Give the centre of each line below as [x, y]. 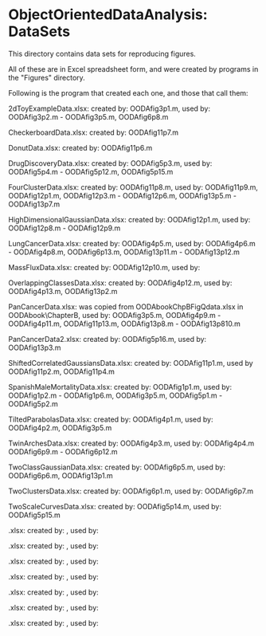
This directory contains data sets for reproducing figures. [102, 53]
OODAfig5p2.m [33, 403]
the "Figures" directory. [47, 77]
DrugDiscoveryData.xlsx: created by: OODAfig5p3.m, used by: [110, 163]
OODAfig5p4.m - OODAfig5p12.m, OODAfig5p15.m [91, 171]
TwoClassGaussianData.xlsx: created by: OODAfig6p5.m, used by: [117, 467]
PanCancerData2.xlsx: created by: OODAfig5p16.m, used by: [108, 339]
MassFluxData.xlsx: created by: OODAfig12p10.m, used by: [104, 267]
